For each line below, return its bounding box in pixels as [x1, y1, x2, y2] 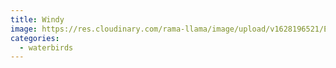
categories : [10, 33, 60, 43]
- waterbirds [19, 42, 74, 53]
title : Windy [10, 14, 65, 25]
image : [10, 24, 38, 34]
